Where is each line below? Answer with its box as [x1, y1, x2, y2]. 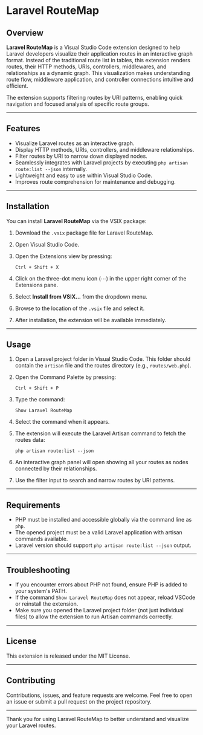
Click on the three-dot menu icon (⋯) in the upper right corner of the [14, 274, 187, 282]
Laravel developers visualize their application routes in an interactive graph [6, 50, 193, 57]
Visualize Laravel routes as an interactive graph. [14, 140, 135, 147]
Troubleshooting [6, 565, 71, 575]
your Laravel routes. [6, 722, 56, 729]
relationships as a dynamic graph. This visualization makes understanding [6, 70, 190, 76]
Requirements [6, 500, 60, 510]
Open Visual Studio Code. [14, 241, 80, 248]
